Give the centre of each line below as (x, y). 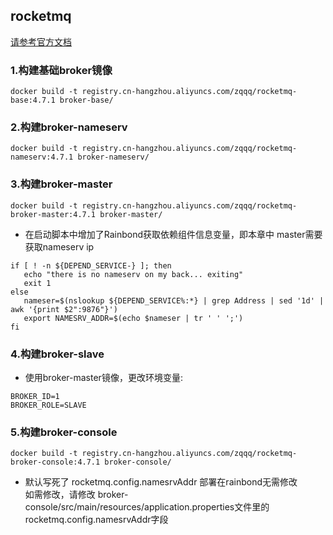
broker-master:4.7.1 (53, 214)
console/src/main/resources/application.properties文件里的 (147, 507)
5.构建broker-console (64, 432)
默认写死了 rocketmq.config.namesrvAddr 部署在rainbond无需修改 (161, 482)
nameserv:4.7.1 (42, 157)
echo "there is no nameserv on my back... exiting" (133, 274)
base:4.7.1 (33, 100)
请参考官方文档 (41, 41)
